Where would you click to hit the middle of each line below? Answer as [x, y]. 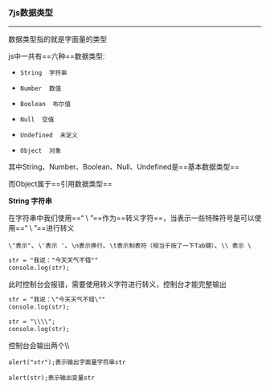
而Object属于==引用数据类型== [60, 184]
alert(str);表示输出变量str [51, 378]
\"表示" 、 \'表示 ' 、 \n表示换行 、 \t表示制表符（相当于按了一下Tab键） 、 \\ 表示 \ [130, 245]
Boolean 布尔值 [45, 104]
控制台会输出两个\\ [39, 345]
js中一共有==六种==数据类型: [57, 56]
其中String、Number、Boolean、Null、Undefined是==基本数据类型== [124, 167]
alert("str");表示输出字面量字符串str [67, 362]
